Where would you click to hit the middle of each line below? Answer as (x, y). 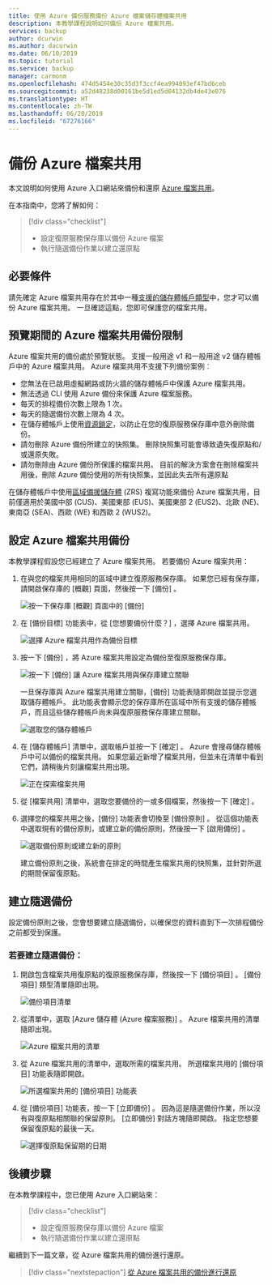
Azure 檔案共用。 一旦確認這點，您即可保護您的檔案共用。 (115, 307)
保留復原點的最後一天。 (59, 1129)
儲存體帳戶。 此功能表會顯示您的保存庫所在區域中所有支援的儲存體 (138, 702)
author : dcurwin (36, 38)
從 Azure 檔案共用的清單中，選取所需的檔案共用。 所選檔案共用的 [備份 (138, 1064)
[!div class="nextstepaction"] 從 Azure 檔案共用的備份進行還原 (132, 1272)
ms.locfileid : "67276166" (52, 122)
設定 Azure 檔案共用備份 (69, 540)
